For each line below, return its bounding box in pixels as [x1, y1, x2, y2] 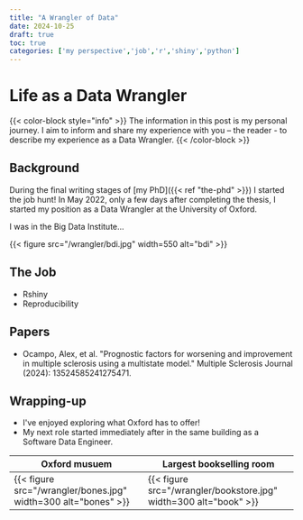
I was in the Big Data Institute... [9, 221, 124, 232]
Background [9, 160, 79, 176]
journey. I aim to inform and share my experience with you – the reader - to [9, 125, 288, 136]
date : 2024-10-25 [9, 22, 75, 31]
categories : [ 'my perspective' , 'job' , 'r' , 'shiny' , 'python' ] [9, 47, 241, 56]
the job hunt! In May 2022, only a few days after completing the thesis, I [9, 194, 277, 205]
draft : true [9, 30, 54, 39]
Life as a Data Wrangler [9, 86, 188, 106]
